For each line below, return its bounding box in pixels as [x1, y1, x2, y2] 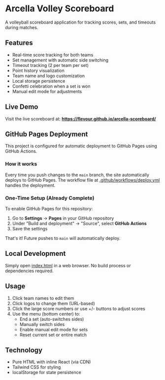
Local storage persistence [12, 78, 66, 84]
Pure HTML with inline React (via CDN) [12, 359, 91, 365]
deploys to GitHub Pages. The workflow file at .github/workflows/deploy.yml [5, 177, 160, 183]
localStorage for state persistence [12, 370, 81, 376]
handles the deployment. [5, 182, 56, 188]
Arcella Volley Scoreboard [5, 3, 114, 14]
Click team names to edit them [12, 295, 74, 301]
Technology [5, 346, 43, 354]
